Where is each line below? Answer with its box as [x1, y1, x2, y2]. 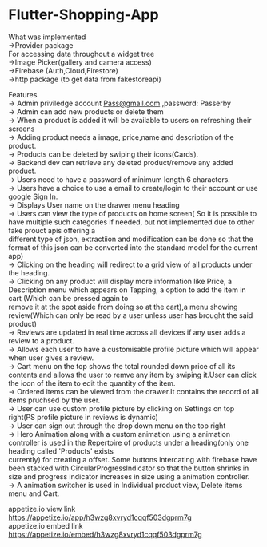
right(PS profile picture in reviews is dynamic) [8, 412, 158, 422]
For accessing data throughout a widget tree [8, 49, 155, 58]
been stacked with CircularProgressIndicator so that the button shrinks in [8, 463, 249, 473]
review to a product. [8, 335, 74, 345]
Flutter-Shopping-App [8, 6, 159, 24]
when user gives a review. [8, 353, 94, 363]
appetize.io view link [8, 504, 76, 513]
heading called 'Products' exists [8, 446, 114, 456]
